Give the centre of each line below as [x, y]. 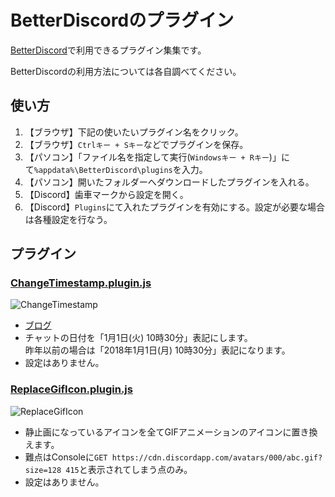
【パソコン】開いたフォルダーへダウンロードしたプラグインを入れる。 [169, 182]
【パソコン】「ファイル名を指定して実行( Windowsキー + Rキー [147, 157]
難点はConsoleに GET [66, 457]
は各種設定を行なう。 [68, 219]
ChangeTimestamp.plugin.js [81, 283]
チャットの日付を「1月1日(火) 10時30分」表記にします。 [138, 338]
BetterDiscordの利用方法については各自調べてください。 [126, 71]
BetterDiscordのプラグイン [122, 20]
